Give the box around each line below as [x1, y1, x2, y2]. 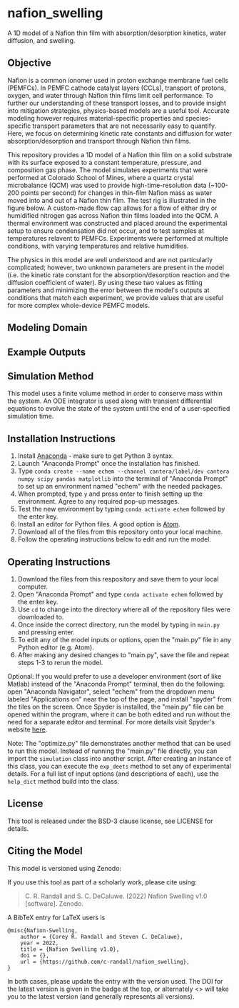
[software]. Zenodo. [24, 899, 84, 908]
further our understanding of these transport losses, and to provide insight [7, 99, 226, 107]
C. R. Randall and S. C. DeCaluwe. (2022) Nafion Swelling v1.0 [24, 892, 208, 900]
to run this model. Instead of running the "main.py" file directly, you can [7, 747, 218, 755]
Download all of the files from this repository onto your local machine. [17, 527, 223, 537]
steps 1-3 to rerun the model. [17, 658, 103, 667]
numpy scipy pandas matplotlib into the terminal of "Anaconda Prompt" [17, 474, 228, 483]
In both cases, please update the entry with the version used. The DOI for [7, 977, 223, 985]
